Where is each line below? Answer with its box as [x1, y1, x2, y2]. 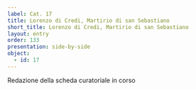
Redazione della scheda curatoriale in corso [7, 76, 136, 84]
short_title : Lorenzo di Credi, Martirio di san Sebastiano [7, 23, 190, 30]
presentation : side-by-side [7, 43, 91, 50]
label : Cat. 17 [7, 10, 53, 18]
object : [7, 50, 31, 57]
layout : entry [7, 30, 50, 38]
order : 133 [7, 37, 40, 44]
